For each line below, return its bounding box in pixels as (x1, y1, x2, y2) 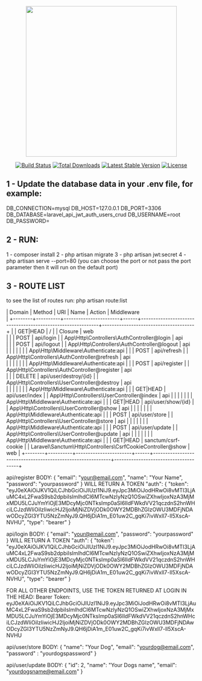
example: (6, 189, 42, 199)
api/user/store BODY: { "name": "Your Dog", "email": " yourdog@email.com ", (6, 644, 195, 651)
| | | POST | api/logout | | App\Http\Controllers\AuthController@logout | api (6, 340, 191, 348)
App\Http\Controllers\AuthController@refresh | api (6, 353, 131, 361)
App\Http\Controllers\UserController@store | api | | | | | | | (6, 418, 148, 425)
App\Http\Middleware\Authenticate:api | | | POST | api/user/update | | (6, 424, 178, 431)
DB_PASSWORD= (6, 217, 50, 224)
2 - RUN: (6, 235, 39, 245)
